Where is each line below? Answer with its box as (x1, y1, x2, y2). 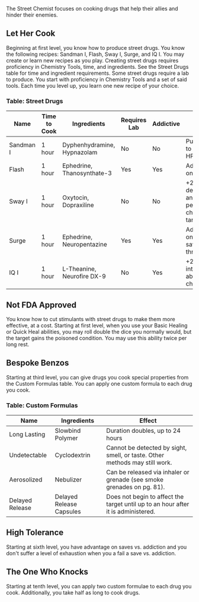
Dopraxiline (62, 201, 94, 210)
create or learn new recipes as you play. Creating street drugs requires (6, 56, 179, 64)
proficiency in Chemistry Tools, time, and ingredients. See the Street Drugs (6, 63, 189, 70)
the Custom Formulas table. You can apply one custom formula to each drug (6, 380, 192, 387)
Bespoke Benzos (6, 358, 69, 368)
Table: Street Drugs (6, 97, 63, 105)
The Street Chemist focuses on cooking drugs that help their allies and (6, 5, 179, 12)
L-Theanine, (62, 265, 97, 273)
